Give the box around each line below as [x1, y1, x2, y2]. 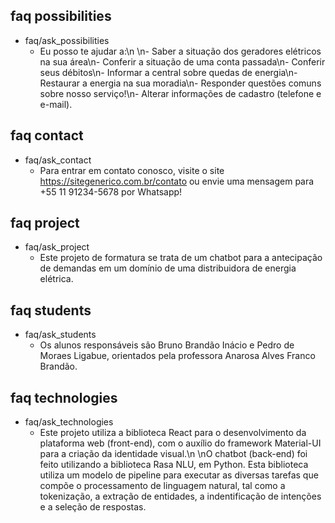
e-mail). [39, 98, 73, 110]
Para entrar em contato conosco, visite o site [39, 164, 225, 176]
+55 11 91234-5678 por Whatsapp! [39, 185, 183, 198]
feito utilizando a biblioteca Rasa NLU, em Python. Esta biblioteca [39, 459, 309, 471]
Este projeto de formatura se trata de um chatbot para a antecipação [39, 252, 323, 264]
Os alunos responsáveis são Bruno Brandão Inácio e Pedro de [39, 339, 295, 351]
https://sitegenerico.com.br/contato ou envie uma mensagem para [39, 175, 315, 187]
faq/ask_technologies [24, 416, 114, 428]
